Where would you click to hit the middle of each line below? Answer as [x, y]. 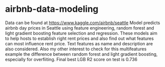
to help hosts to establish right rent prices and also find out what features [80, 38]
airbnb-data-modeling [52, 9]
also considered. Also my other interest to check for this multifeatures [76, 49]
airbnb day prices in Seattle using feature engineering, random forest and [80, 28]
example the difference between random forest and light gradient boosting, [81, 54]
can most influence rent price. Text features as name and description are [79, 43]
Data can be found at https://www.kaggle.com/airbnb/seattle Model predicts [82, 23]
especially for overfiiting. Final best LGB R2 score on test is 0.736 [71, 59]
